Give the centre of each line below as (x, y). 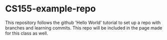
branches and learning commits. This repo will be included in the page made (84, 27)
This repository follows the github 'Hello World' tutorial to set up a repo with (83, 22)
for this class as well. (27, 33)
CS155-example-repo (51, 9)
